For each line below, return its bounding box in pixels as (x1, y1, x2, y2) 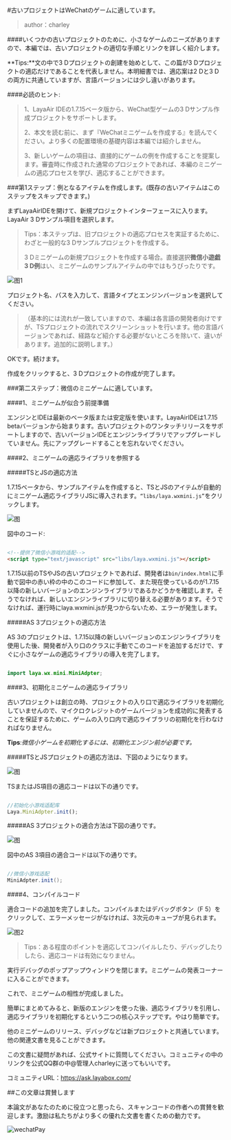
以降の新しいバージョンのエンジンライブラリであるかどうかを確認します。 (7, 586, 218, 594)
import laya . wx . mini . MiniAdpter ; (7, 670, 103, 676)
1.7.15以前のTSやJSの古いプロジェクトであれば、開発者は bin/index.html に (7, 569, 218, 577)
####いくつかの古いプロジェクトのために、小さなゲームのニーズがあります (7, 35, 221, 43)
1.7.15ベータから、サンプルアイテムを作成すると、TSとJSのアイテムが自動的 (7, 483, 221, 491)
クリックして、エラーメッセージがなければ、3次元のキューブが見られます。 (7, 913, 220, 922)
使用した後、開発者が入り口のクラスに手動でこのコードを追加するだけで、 (7, 641, 218, 650)
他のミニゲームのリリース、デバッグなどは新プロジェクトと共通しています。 (7, 1027, 223, 1035)
